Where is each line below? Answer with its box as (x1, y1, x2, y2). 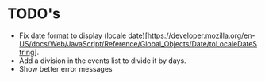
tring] (18, 47, 37, 57)
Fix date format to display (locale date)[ (18, 31, 148, 40)
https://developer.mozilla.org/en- (147, 31, 255, 40)
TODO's (7, 5, 61, 23)
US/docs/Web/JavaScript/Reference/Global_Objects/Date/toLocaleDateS (18, 39, 258, 48)
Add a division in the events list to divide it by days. (18, 56, 187, 65)
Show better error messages (18, 64, 113, 73)
